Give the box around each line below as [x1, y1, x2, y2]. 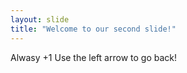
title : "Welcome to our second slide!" [10, 24, 177, 34]
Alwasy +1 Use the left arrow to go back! [10, 51, 177, 63]
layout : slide [10, 14, 70, 25]
